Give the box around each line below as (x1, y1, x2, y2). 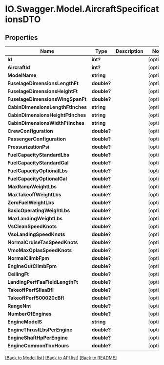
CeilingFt (7, 271, 29, 277)
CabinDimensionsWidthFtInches (7, 120, 84, 126)
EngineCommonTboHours (7, 342, 69, 349)
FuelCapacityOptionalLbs (7, 167, 68, 174)
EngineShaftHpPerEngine (7, 334, 68, 341)
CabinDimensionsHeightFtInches (7, 112, 86, 118)
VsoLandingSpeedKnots (7, 231, 65, 238)
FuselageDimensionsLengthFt (7, 80, 79, 87)
